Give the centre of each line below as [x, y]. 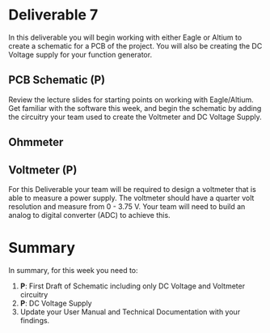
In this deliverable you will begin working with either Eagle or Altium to [125, 37]
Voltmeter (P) [43, 170]
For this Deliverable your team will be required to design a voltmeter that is [132, 189]
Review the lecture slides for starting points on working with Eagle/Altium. [131, 100]
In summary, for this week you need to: [74, 270]
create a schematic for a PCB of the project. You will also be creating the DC [135, 45]
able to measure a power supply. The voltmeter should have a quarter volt [131, 198]
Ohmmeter [36, 142]
